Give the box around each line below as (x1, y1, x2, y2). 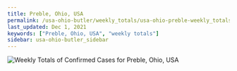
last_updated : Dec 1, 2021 (7, 23, 87, 30)
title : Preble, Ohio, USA (7, 10, 83, 18)
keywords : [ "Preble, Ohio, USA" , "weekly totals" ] (7, 30, 159, 37)
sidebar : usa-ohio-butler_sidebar (7, 37, 109, 44)
